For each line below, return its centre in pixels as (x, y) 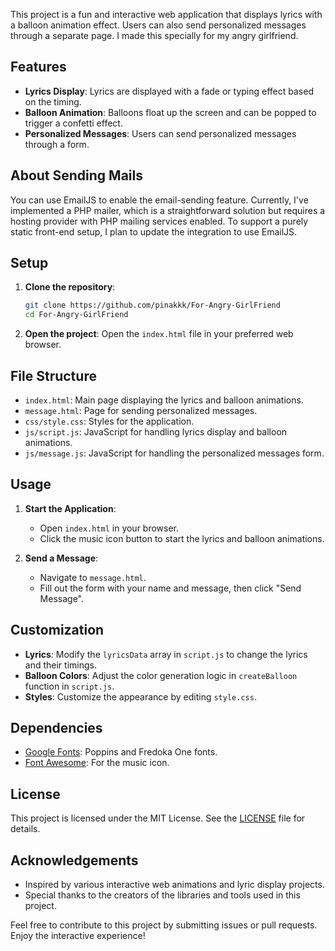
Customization (57, 630)
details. (25, 829)
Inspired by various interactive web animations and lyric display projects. (174, 885)
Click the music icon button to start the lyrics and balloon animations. (182, 538)
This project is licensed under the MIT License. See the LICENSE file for (158, 818)
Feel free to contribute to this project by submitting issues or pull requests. (164, 925)
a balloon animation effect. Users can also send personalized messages (158, 25)
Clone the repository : (70, 287)
